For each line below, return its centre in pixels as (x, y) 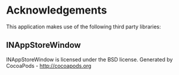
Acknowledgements (57, 10)
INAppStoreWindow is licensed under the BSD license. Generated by (89, 59)
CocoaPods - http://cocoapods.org (49, 66)
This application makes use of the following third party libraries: (84, 27)
